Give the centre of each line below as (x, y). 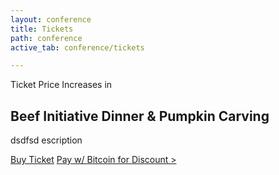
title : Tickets (42, 29)
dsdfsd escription (46, 140)
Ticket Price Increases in (61, 85)
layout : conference (51, 19)
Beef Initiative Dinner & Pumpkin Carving (140, 116)
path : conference (46, 38)
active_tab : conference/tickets (77, 47)
